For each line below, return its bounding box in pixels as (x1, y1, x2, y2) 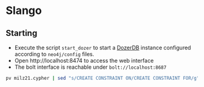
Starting (5, 28, 38, 38)
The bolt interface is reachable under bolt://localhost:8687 (14, 63, 167, 71)
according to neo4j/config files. (14, 50, 95, 58)
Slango (5, 4, 42, 18)
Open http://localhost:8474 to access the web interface (14, 57, 154, 64)
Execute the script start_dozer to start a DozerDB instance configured (14, 44, 191, 51)
